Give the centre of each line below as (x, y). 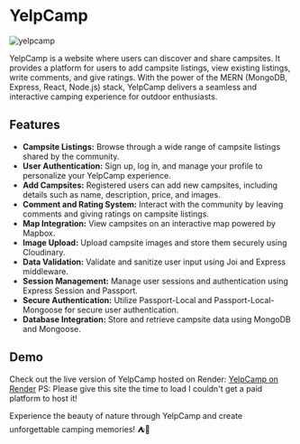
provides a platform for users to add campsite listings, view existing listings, (150, 68)
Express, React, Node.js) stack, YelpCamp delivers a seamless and (133, 87)
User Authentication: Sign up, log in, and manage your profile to (142, 166)
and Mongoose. (51, 328)
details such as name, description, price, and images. (121, 194)
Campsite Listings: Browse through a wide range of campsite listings (151, 146)
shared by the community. (71, 156)
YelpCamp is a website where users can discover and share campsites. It (145, 58)
